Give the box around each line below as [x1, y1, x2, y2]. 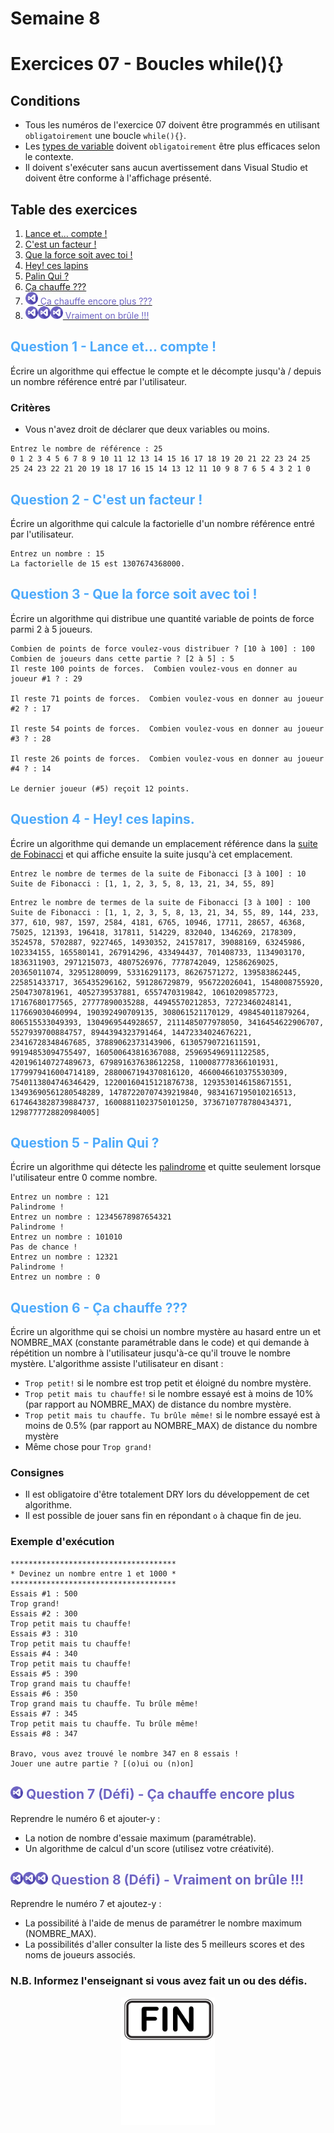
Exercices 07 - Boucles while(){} [10, 53, 285, 76]
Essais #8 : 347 [10, 1728, 78, 1739]
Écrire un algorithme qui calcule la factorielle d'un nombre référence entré [10, 517, 315, 529]
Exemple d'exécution [10, 1535, 115, 1549]
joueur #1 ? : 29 [10, 673, 83, 684]
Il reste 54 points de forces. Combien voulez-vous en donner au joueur [10, 723, 325, 734]
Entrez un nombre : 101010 [10, 1232, 123, 1242]
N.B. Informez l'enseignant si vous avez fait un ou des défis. [10, 1974, 308, 1988]
